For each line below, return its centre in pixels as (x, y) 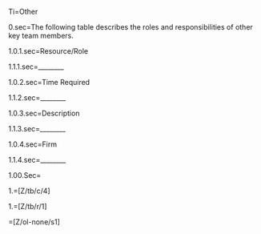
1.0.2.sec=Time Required (49, 82)
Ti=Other (23, 12)
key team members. (41, 36)
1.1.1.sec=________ (36, 67)
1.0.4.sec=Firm (33, 144)
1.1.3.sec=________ (37, 129)
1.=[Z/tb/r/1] (28, 206)
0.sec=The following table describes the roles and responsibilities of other (131, 27)
